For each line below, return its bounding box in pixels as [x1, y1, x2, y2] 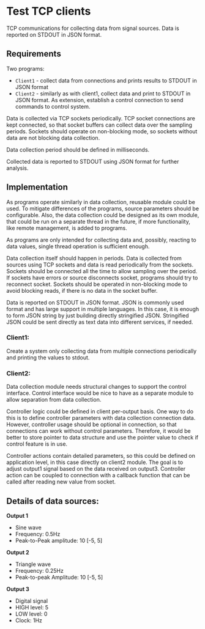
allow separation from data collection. [6, 396, 102, 403]
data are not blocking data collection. [6, 134, 100, 141]
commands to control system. [15, 103, 91, 110]
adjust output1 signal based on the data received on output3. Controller [6, 465, 185, 473]
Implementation [6, 182, 69, 193]
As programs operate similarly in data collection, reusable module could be [6, 198, 196, 205]
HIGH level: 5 [15, 603, 49, 611]
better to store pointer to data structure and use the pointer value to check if [6, 434, 199, 441]
